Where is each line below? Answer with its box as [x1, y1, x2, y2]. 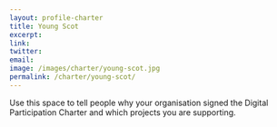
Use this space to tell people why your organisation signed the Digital [9, 97, 269, 108]
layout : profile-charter [9, 13, 104, 23]
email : [9, 55, 35, 64]
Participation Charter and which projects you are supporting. [9, 106, 236, 118]
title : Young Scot [9, 22, 79, 31]
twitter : [9, 47, 43, 56]
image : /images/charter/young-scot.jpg [9, 64, 161, 73]
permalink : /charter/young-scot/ [9, 73, 136, 82]
